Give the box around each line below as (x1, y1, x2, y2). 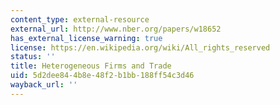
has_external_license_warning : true (10, 33, 163, 43)
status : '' (10, 52, 56, 62)
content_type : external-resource (10, 14, 150, 25)
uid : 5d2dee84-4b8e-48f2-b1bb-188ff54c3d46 (10, 71, 195, 81)
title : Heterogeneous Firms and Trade (10, 61, 172, 71)
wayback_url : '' (10, 80, 78, 90)
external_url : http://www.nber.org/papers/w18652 (10, 24, 222, 34)
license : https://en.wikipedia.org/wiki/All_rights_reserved (10, 42, 271, 53)
